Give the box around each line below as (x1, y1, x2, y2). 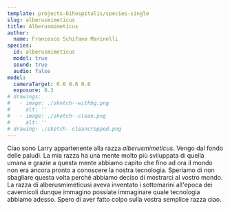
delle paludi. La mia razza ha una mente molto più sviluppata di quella (7, 151, 205, 160)
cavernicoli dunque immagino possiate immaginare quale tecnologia (7, 188, 200, 196)
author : (7, 29, 30, 36)
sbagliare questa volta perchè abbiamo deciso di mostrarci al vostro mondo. (7, 174, 223, 182)
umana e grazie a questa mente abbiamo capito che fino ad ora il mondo (7, 159, 213, 167)
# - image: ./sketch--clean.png (7, 112, 107, 119)
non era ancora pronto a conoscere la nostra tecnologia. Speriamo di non (7, 166, 215, 174)
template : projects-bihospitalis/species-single (7, 10, 149, 17)
